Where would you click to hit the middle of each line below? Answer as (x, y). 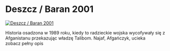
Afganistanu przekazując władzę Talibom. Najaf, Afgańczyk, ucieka (75, 38)
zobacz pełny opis (24, 43)
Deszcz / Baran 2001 (49, 9)
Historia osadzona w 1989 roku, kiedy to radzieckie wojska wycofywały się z (85, 32)
